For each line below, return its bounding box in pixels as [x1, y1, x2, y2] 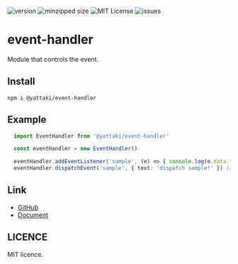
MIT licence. [7, 250, 44, 258]
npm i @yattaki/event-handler [7, 94, 97, 101]
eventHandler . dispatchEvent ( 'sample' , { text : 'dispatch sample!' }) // [13, 165, 233, 172]
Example [7, 114, 47, 126]
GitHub [17, 203, 39, 211]
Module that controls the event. [7, 55, 99, 63]
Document [17, 210, 48, 219]
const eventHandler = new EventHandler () [13, 145, 138, 153]
